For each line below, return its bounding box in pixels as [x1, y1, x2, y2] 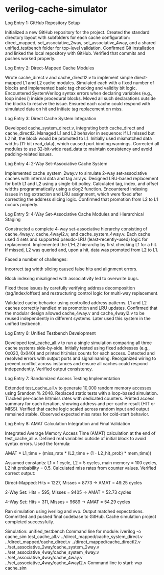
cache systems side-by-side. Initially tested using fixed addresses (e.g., [5, 345, 150, 351]
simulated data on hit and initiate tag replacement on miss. [5, 106, 123, 112]
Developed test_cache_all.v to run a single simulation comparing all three [5, 340, 152, 346]
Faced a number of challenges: [5, 256, 68, 262]
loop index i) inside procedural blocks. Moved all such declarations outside [5, 95, 156, 101]
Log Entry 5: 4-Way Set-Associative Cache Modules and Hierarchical [5, 211, 144, 217]
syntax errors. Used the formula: [5, 441, 71, 447]
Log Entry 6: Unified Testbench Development [5, 330, 96, 336]
